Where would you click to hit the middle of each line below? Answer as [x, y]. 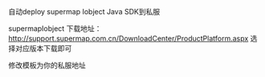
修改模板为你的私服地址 [47, 65]
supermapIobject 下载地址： [55, 29]
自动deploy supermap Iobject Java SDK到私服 [84, 12]
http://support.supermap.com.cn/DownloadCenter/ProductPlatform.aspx [128, 38]
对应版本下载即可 [43, 48]
